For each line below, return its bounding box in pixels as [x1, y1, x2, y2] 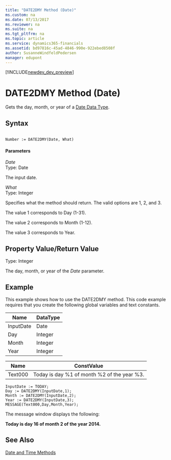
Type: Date [5, 164, 29, 171]
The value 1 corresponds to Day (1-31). [5, 210, 86, 216]
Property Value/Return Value [5, 244, 99, 253]
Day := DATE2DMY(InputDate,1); [5, 388, 72, 393]
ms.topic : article [5, 36, 44, 41]
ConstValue [74, 362, 104, 369]
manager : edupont [5, 55, 42, 60]
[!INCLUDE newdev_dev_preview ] [5, 69, 74, 75]
